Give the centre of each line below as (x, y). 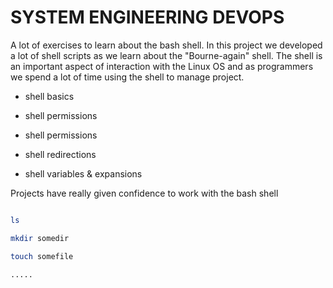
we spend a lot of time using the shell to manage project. (127, 77)
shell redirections (60, 154)
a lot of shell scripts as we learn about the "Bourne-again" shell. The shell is (166, 55)
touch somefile (42, 256)
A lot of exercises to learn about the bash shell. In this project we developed (166, 45)
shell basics (49, 96)
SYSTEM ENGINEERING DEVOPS (147, 17)
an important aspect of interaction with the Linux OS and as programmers (162, 66)
